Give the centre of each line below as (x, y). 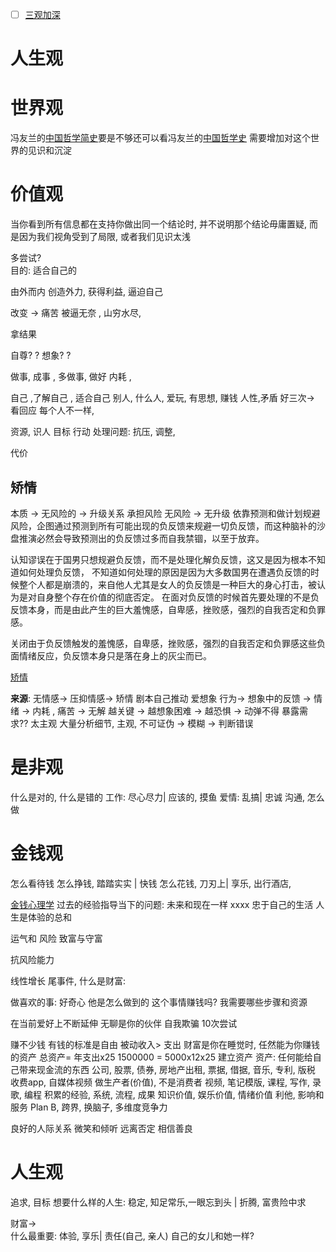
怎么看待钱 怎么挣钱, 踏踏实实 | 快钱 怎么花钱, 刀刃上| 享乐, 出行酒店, (151, 883)
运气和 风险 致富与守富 (56, 938)
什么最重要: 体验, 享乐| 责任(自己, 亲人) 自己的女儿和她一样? (132, 1235)
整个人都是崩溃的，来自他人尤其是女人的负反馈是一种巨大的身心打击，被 (167, 584)
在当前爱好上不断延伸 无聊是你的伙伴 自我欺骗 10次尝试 (124, 1023)
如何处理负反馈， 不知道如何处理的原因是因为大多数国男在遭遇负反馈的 (164, 572)
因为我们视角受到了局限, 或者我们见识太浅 (104, 237)
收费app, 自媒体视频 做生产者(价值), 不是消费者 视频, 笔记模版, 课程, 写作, (160, 1082)
